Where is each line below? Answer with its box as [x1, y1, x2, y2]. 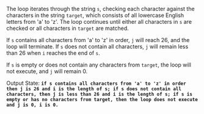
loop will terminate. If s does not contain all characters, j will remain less [6, 43, 189, 50]
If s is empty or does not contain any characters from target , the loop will [6, 61, 191, 68]
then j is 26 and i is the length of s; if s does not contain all [6, 86, 182, 92]
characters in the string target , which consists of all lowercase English [6, 12, 184, 19]
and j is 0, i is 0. [6, 102, 59, 108]
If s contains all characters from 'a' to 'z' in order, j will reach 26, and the [6, 37, 190, 43]
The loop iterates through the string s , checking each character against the [6, 5, 195, 12]
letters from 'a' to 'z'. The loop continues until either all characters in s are [6, 18, 192, 25]
